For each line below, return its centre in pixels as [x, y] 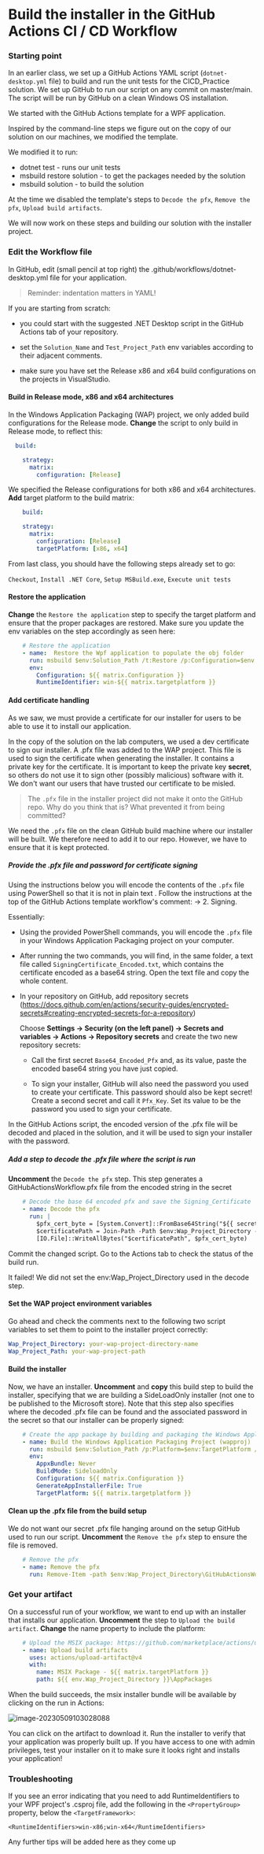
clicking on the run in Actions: [56, 1703]
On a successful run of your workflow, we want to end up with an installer [127, 1611]
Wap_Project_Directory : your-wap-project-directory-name [103, 1344]
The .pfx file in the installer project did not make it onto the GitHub [135, 798]
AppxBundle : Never [66, 1464]
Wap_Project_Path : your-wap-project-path [77, 1351]
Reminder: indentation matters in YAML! [92, 292]
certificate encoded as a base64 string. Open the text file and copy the [134, 973]
